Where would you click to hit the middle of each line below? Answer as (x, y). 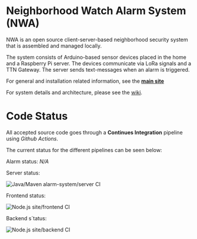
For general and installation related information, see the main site (85, 81)
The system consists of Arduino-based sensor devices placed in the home (96, 57)
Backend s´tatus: (26, 218)
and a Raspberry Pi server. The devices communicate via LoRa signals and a (99, 63)
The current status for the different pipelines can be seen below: (84, 150)
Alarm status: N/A (27, 161)
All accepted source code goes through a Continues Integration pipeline (95, 132)
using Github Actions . (32, 139)
